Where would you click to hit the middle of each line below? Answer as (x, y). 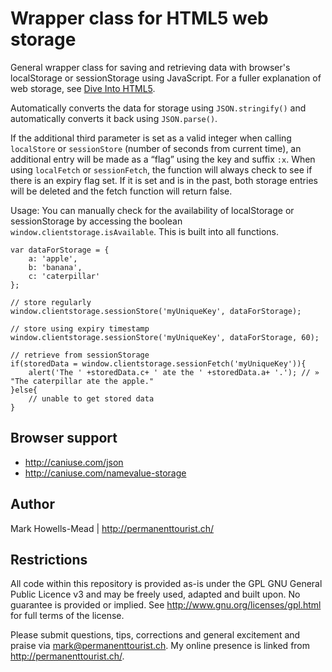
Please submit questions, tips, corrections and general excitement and (155, 635)
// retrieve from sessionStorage (80, 355)
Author (32, 504)
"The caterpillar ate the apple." (82, 381)
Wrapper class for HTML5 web (139, 18)
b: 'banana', (55, 267)
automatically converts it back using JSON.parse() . (114, 118)
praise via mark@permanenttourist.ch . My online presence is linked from (160, 646)
